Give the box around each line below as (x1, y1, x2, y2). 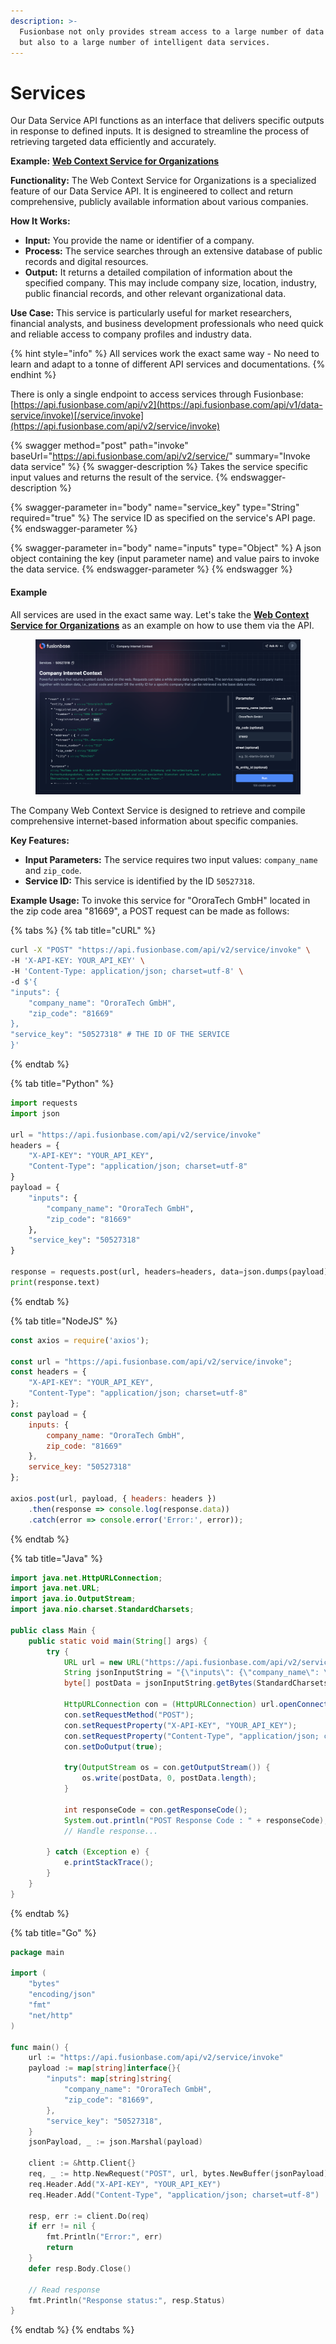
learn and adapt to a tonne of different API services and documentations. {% (10, 358, 326, 370)
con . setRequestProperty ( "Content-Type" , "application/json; (63, 1731, 320, 1741)
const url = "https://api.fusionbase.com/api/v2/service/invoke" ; (10, 1356, 293, 1367)
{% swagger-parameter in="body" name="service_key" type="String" (10, 501, 300, 514)
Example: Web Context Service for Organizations (10, 155, 220, 167)
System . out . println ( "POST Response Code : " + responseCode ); (63, 1815, 329, 1825)
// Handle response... (63, 1826, 159, 1836)
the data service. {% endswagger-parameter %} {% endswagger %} (10, 563, 293, 575)
